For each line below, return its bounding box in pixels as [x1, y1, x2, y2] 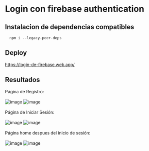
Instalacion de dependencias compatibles [5, 23, 134, 31]
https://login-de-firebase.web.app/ [5, 62, 75, 67]
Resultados [5, 76, 40, 84]
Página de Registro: [5, 88, 44, 94]
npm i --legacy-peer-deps [9, 35, 62, 40]
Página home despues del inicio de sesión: [5, 130, 91, 135]
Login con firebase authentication [5, 3, 145, 15]
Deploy [5, 49, 27, 57]
